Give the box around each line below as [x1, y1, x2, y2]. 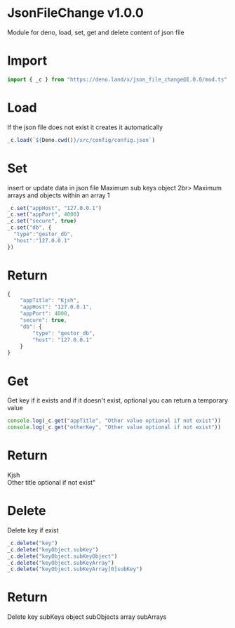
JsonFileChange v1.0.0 [7, 5, 144, 21]
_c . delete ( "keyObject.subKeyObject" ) [7, 553, 118, 560]
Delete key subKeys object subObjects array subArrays [7, 613, 167, 621]
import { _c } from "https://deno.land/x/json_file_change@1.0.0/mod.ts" [7, 76, 228, 83]
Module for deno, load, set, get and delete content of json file [7, 28, 184, 37]
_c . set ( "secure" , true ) [7, 218, 77, 225]
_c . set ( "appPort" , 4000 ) [7, 211, 80, 218]
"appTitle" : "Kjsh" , [20, 297, 80, 304]
